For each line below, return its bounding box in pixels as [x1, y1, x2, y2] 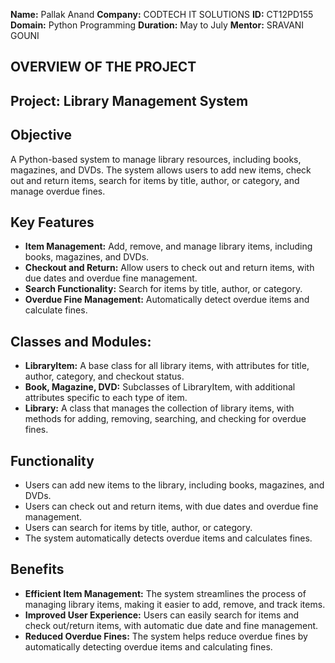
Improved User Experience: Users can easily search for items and [24, 609, 300, 621]
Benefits [10, 561, 65, 578]
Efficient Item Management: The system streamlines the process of [24, 587, 307, 599]
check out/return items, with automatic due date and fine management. [24, 619, 319, 631]
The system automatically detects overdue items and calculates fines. [24, 532, 313, 544]
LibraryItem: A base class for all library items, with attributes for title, [24, 360, 310, 372]
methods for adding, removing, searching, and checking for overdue [24, 413, 307, 425]
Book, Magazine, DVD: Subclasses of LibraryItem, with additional [24, 381, 296, 393]
